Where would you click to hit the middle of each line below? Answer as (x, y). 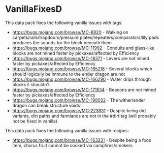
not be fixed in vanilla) (35, 121)
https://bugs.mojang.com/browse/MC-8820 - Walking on (70, 32)
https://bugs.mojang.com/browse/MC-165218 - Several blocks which (82, 69)
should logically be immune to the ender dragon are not (68, 74)
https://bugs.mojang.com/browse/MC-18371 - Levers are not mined (81, 58)
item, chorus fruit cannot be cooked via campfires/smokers (72, 145)
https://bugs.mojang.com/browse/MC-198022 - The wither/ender (79, 100)
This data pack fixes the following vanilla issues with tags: (64, 23)
